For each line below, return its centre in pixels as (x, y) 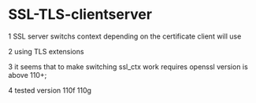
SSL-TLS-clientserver (80, 15)
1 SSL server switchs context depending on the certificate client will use (125, 36)
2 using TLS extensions (46, 51)
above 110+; (28, 75)
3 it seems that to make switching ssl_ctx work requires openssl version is (128, 66)
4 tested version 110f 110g (50, 90)
